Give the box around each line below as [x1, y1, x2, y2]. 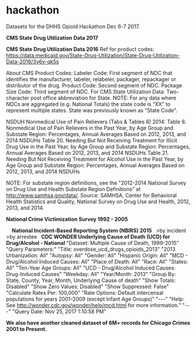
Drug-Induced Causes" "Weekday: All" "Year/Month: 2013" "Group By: [6, 270, 176, 277]
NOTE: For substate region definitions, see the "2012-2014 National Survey [6, 179, 187, 186]
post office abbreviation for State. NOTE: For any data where [30, 94, 177, 101]
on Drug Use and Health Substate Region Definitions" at [6, 185, 141, 192]
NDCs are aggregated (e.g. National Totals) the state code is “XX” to [6, 100, 171, 107]
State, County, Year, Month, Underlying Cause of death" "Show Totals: [6, 277, 176, 284]
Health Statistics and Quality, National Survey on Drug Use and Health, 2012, [6, 198, 191, 205]
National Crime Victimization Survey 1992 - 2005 [6, 215, 128, 223]
